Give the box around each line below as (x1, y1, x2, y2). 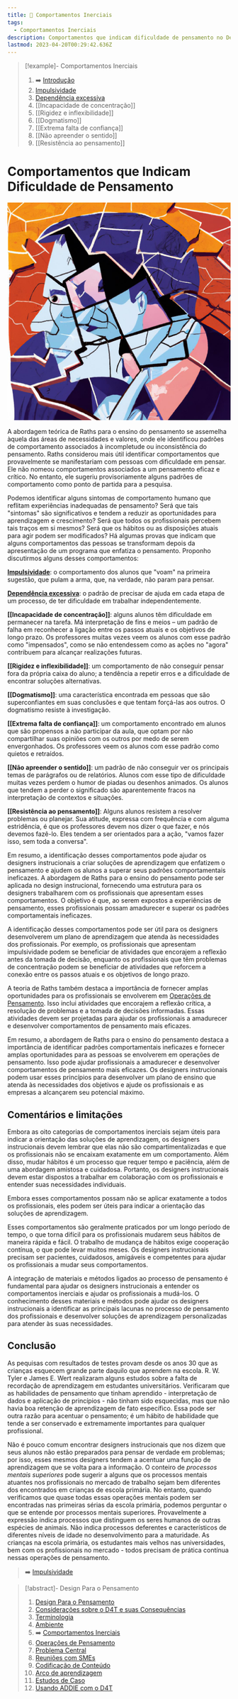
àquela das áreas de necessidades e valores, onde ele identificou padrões (7, 435, 225, 443)
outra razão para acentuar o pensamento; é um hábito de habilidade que (7, 1411, 219, 1420)
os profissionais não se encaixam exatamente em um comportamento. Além (7, 1150, 229, 1159)
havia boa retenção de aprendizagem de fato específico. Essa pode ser (7, 1404, 216, 1413)
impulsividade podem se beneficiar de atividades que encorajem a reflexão (7, 947, 227, 957)
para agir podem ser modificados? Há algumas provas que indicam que (7, 532, 216, 540)
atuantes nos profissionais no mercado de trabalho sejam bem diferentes (7, 1478, 221, 1486)
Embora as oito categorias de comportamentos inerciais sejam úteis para (7, 1127, 221, 1136)
